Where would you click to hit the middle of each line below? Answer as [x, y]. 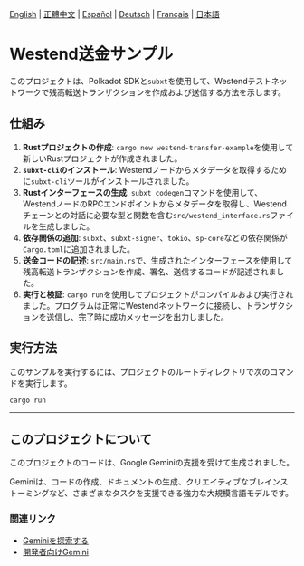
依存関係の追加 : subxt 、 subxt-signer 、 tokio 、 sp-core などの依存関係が [155, 237]
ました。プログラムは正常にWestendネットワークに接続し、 [134, 305]
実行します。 [48, 383]
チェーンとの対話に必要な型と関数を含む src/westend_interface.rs [146, 215]
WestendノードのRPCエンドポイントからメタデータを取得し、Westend [155, 204]
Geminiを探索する [55, 540]
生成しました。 [66, 226]
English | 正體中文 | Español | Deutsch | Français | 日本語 [114, 14]
